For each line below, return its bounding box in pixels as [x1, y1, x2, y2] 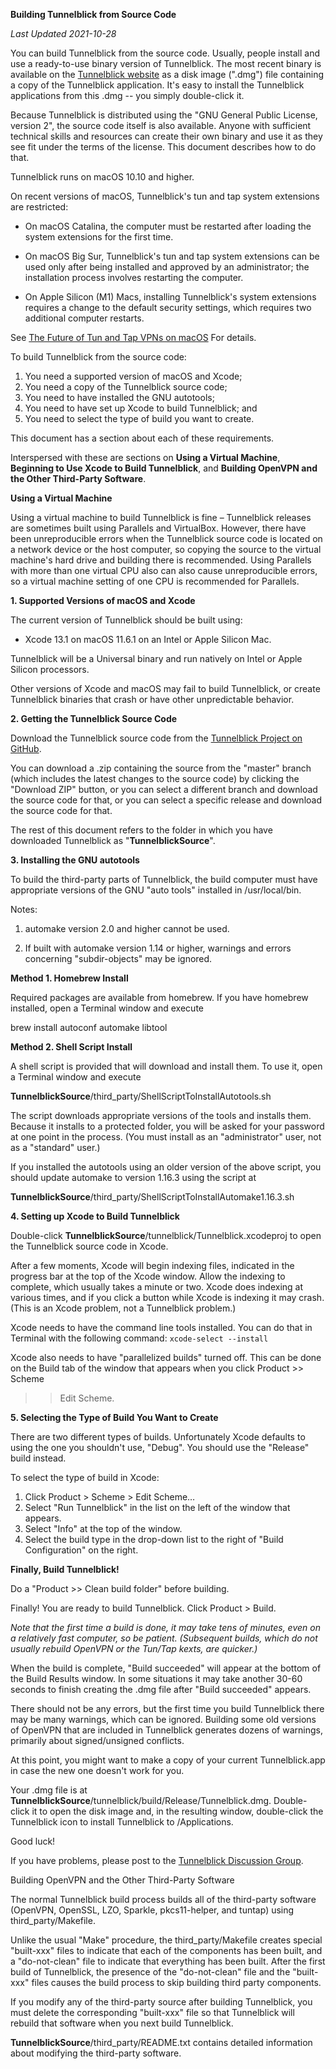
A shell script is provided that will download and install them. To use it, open [10, 1060, 323, 1072]
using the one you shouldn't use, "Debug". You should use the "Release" [10, 1442, 310, 1453]
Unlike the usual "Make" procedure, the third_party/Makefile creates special [10, 1934, 323, 1946]
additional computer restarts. [24, 312, 145, 324]
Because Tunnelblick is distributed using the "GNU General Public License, [10, 109, 318, 121]
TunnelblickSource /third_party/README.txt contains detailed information [10, 2037, 313, 2048]
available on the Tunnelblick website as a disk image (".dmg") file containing [10, 69, 325, 80]
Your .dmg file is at [10, 1784, 88, 1796]
